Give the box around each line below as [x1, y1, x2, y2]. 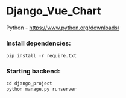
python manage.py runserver [6, 86, 77, 93]
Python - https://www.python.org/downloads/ [6, 24, 119, 31]
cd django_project [6, 81, 52, 87]
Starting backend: [6, 67, 60, 76]
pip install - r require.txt [6, 53, 77, 59]
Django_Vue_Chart [6, 4, 101, 18]
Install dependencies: [6, 39, 71, 47]
